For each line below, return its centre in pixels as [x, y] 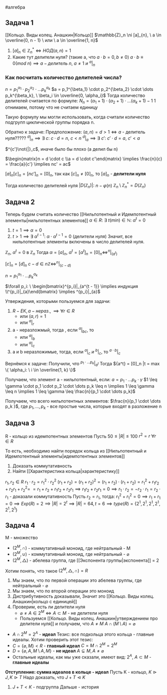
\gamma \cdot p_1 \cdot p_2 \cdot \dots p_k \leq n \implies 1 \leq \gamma [80, 386]
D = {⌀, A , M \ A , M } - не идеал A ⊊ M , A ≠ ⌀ [58, 651]
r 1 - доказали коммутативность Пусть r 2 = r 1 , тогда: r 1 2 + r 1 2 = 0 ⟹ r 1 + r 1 [83, 496]
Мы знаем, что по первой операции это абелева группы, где [77, 580]
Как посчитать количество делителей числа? [64, 77]
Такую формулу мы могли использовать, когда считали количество [78, 117]
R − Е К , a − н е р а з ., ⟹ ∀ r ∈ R [43, 311]
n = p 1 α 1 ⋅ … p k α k [21, 276]
